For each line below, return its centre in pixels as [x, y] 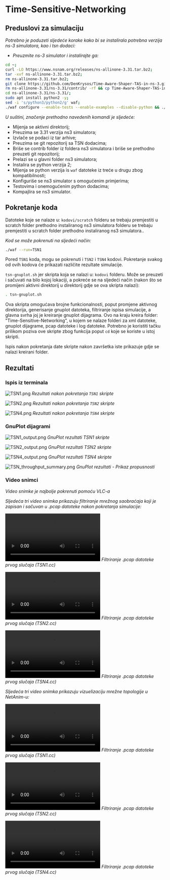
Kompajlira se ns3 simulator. [42, 191]
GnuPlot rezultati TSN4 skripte [80, 457]
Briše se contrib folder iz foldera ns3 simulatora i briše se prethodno [83, 148]
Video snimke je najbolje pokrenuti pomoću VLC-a [58, 491]
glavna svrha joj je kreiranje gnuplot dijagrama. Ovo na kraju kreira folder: [82, 315]
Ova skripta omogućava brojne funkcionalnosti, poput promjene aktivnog [81, 304]
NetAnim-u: [17, 697]
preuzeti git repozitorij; [36, 154]
